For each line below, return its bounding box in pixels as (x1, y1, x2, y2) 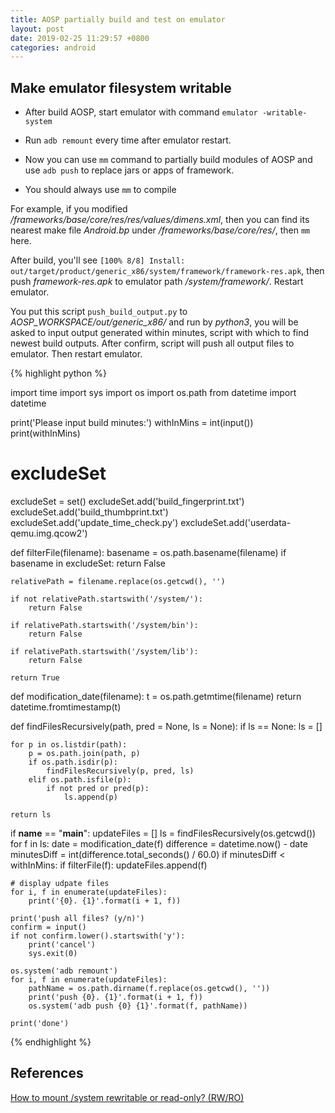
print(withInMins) (10, 427, 81, 440)
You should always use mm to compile (24, 184, 177, 196)
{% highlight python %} (10, 367, 107, 380)
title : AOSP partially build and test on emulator (10, 14, 226, 25)
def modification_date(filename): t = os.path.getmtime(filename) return (10, 691, 302, 702)
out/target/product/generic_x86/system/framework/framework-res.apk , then (10, 265, 325, 277)
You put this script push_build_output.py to (10, 306, 188, 318)
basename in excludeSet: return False (10, 557, 166, 569)
